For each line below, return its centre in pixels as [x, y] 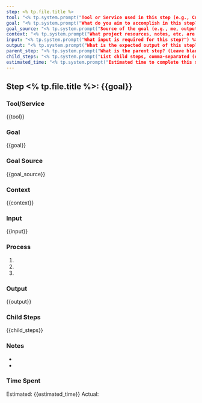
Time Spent [23, 381]
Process [19, 247]
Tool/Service [26, 103]
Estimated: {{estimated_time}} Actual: [53, 394]
